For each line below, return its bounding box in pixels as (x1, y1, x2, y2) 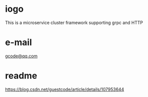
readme (5, 70, 37, 81)
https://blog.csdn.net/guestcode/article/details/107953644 (5, 86, 124, 92)
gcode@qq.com (5, 53, 38, 59)
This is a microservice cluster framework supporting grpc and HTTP (5, 20, 144, 25)
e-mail (5, 37, 32, 48)
